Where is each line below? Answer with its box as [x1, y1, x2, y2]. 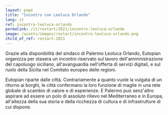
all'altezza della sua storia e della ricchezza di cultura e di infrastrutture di [5, 98, 161, 104]
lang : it [5, 17, 24, 22]
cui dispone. [5, 104, 32, 110]
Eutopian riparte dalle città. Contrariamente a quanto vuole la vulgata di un [5, 76, 162, 83]
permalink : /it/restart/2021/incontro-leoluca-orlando [5, 27, 125, 32]
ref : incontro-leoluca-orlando [5, 22, 72, 27]
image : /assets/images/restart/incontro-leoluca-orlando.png [5, 31, 139, 36]
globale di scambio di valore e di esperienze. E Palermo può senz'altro [5, 87, 154, 93]
